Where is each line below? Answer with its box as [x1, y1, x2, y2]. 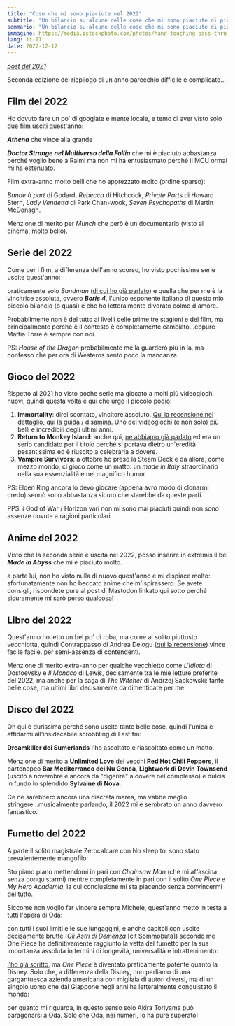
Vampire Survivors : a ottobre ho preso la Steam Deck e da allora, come [17, 455, 225, 464]
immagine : [7, 29, 36, 37]
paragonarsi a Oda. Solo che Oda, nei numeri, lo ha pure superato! [7, 1011, 198, 1019]
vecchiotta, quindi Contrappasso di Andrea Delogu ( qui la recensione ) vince [7, 641, 226, 649]
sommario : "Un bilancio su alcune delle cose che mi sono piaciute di [7, 23, 218, 30]
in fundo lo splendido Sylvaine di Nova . [7, 779, 122, 788]
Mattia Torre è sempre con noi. [7, 329, 97, 338]
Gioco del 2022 [7, 371, 76, 383]
